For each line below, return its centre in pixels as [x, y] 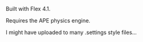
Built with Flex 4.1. [28, 9]
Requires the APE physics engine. [48, 20]
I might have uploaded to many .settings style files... [71, 32]
